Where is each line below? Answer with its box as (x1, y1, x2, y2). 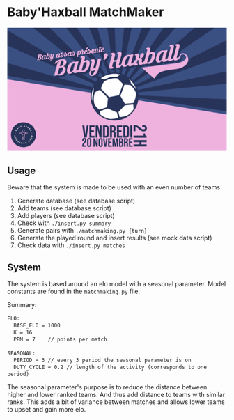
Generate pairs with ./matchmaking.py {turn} (17, 226, 148, 235)
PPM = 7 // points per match (13, 336, 108, 343)
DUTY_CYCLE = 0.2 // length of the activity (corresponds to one (13, 364, 208, 371)
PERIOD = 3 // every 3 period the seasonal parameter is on (13, 357, 192, 364)
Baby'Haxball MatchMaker (7, 4, 164, 20)
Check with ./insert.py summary (17, 219, 111, 227)
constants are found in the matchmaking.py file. (7, 287, 141, 296)
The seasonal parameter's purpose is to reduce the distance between (7, 383, 208, 391)
